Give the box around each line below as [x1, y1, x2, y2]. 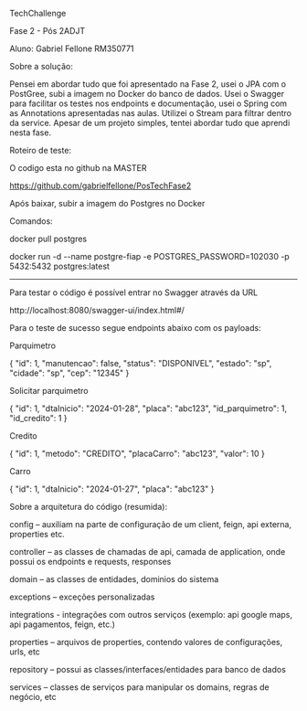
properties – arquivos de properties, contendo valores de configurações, [9, 637, 283, 647]
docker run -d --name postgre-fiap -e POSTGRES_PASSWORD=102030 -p [9, 251, 290, 261]
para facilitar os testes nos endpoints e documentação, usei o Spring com [9, 98, 288, 109]
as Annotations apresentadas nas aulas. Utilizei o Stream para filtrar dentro [9, 108, 292, 118]
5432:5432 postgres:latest [9, 260, 110, 271]
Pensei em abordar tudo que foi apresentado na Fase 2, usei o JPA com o [9, 79, 286, 90]
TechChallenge [9, 8, 67, 18]
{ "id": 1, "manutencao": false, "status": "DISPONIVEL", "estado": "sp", [9, 358, 272, 368]
